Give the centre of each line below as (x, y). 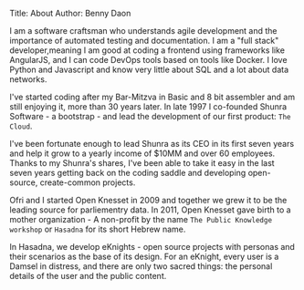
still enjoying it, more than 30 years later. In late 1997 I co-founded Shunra (148, 107)
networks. (28, 79)
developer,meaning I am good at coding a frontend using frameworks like (147, 50)
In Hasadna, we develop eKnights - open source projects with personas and (152, 247)
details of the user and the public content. (88, 276)
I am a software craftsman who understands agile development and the (143, 31)
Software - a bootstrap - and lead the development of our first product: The (150, 116)
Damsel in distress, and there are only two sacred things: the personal (141, 266)
